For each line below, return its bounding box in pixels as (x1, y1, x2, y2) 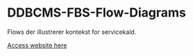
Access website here (7, 41, 67, 49)
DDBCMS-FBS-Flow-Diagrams (7, 5, 186, 21)
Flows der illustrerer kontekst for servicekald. (7, 28, 137, 36)
